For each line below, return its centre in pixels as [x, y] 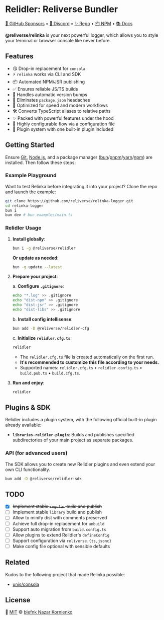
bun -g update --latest [37, 267]
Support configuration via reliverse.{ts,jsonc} [62, 540]
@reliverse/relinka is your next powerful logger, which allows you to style [82, 35]
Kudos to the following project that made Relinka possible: [65, 574]
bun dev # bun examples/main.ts [39, 215]
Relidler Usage [23, 228]
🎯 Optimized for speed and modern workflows [60, 105]
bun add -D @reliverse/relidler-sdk [43, 479]
